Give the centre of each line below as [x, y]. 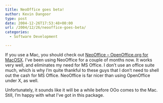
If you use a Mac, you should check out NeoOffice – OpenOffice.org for [77, 54]
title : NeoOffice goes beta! [35, 9]
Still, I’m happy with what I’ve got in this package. [55, 95]
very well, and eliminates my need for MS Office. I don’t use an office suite [80, 65]
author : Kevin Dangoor [28, 14]
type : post [16, 18]
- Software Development [33, 37]
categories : [17, 32]
